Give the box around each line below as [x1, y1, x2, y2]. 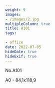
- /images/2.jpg [5, 16, 39, 21]
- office [5, 40, 23, 45]
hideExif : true [5, 53, 37, 59]
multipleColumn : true [5, 21, 50, 26]
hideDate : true [5, 49, 37, 54]
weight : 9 [5, 7, 26, 12]
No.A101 [5, 67, 22, 73]
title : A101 [5, 26, 30, 31]
